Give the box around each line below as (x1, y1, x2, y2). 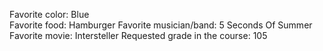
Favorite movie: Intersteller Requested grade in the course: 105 (9, 30, 268, 41)
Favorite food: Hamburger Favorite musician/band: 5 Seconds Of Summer (9, 19, 313, 31)
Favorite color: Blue (9, 9, 90, 20)
